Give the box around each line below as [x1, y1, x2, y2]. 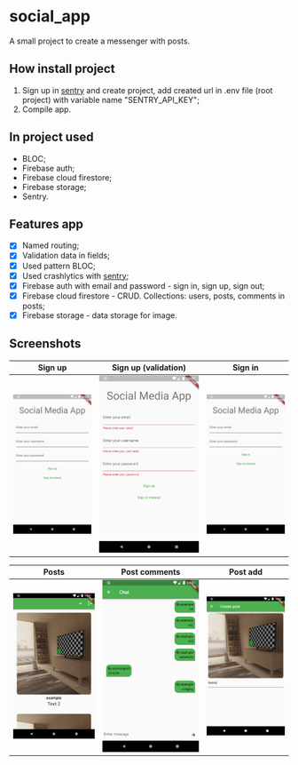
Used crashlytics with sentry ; [21, 270, 129, 281]
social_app [9, 6, 91, 27]
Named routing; [21, 240, 80, 251]
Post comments [121, 567, 181, 578]
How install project [9, 61, 115, 76]
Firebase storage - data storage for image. [21, 309, 177, 321]
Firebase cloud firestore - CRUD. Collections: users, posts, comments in [21, 291, 286, 301]
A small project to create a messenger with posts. [9, 36, 191, 46]
